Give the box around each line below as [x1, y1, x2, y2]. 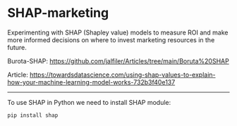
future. [7, 43, 27, 51]
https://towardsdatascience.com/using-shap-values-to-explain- [29, 70, 217, 79]
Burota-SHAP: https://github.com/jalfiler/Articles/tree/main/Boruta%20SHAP [7, 56, 229, 65]
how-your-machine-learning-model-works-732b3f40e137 [7, 77, 176, 86]
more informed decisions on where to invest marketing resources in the [7, 35, 215, 44]
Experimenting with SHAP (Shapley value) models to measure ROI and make [7, 28, 229, 37]
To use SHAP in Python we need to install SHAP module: [7, 98, 171, 106]
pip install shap [7, 111, 59, 119]
